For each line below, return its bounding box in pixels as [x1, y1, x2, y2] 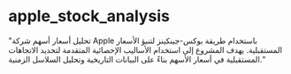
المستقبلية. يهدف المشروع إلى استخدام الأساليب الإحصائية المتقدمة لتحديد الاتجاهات [8, 44, 283, 55]
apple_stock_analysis [8, 6, 170, 26]
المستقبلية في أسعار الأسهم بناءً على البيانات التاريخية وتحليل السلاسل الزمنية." [8, 54, 266, 64]
